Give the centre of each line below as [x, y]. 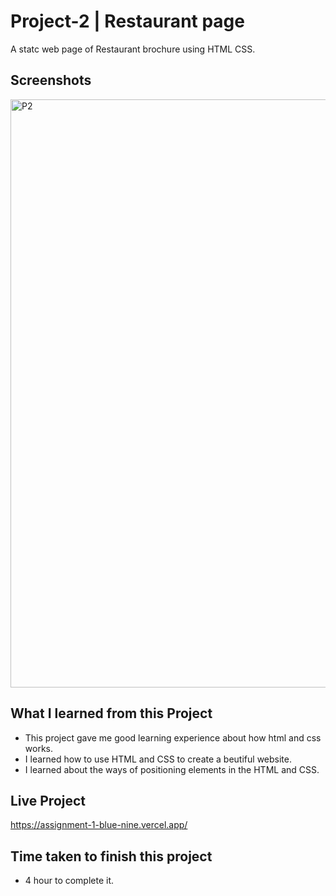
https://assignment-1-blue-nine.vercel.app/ [99, 825]
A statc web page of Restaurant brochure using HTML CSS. [133, 49]
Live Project [48, 800]
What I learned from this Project [111, 713]
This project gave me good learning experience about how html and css [173, 737]
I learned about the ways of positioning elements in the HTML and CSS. [172, 769]
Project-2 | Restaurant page [127, 21]
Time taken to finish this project [111, 856]
